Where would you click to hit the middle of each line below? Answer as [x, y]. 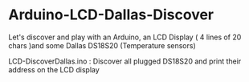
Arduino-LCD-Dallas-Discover [111, 15]
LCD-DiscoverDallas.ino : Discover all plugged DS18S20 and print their [125, 61]
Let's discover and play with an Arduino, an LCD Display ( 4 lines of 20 [125, 37]
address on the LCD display [54, 69]
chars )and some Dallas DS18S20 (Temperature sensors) [102, 45]
